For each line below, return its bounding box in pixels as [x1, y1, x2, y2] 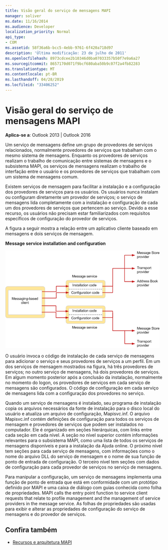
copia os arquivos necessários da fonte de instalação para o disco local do [5, 405, 159, 411]
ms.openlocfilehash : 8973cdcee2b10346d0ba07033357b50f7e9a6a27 [5, 56, 140, 61]
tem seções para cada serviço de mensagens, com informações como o [5, 448, 155, 454]
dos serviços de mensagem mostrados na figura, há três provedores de [5, 363, 153, 370]
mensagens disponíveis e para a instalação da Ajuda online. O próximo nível [5, 442, 162, 448]
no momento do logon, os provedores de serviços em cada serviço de [5, 380, 150, 386]
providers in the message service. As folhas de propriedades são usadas [5, 500, 156, 506]
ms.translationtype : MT [5, 66, 55, 71]
